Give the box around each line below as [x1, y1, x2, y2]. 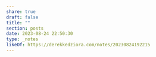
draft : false [6, 14, 39, 20]
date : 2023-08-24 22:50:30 [6, 31, 73, 37]
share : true [6, 8, 36, 15]
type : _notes [6, 36, 39, 42]
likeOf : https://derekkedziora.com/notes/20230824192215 [6, 42, 151, 48]
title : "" [6, 20, 31, 26]
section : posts [6, 25, 44, 31]
